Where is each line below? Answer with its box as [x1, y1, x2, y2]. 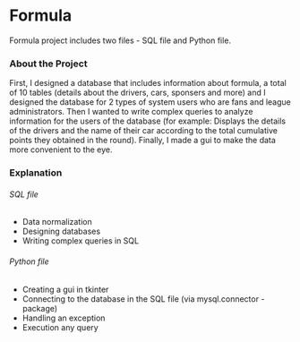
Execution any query [21, 321, 99, 332]
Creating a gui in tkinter [21, 284, 109, 295]
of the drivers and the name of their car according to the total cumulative [9, 125, 278, 136]
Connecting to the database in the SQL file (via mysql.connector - [21, 293, 265, 304]
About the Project [9, 57, 88, 70]
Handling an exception [21, 312, 106, 323]
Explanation [9, 167, 63, 179]
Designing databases [21, 226, 101, 237]
